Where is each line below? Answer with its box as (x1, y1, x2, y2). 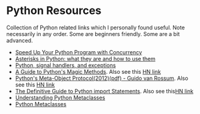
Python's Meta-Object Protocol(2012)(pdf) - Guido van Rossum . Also (15, 74, 188, 82)
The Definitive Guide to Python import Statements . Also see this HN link (15, 87, 194, 94)
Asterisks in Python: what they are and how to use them (15, 55, 155, 62)
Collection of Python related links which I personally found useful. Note (6, 24, 185, 31)
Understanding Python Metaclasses (15, 94, 105, 101)
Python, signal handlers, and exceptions (15, 62, 116, 69)
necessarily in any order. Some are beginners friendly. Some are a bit (6, 30, 180, 37)
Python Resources (6, 4, 102, 18)
